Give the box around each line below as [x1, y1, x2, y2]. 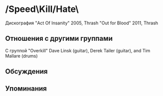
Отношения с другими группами [5, 34, 113, 43]
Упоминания [5, 84, 47, 93]
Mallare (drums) [5, 53, 38, 59]
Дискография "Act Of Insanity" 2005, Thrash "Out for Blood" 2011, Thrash [5, 20, 159, 26]
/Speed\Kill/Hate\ [5, 3, 79, 15]
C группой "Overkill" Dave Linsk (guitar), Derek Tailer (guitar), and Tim [5, 47, 151, 53]
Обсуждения [5, 67, 48, 76]
